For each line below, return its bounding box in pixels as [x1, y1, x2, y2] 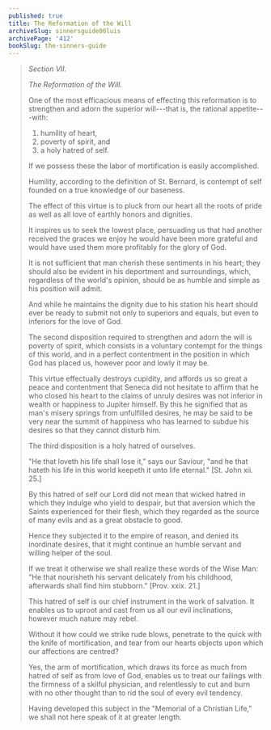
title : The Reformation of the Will [8, 19, 132, 27]
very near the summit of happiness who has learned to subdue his [28, 417, 249, 427]
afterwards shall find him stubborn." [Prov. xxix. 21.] [28, 581, 201, 591]
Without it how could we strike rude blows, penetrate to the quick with [28, 630, 262, 639]
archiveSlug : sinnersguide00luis [8, 27, 121, 35]
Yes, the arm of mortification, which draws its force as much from [28, 662, 248, 672]
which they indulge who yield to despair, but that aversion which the [28, 498, 256, 508]
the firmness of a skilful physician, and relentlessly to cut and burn [28, 680, 251, 690]
